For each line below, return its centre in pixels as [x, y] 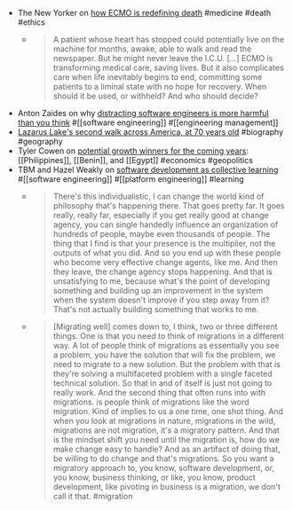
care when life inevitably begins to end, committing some [158, 77]
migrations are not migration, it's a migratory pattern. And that [166, 430]
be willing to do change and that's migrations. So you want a [163, 459]
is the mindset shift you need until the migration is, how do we [166, 439]
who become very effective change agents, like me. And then [165, 262]
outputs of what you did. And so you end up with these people [167, 253]
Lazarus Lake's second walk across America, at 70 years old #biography [150, 132]
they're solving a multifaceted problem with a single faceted [162, 373]
